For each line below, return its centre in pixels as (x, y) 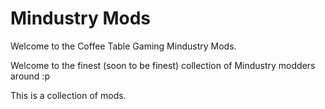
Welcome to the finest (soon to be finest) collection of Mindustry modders (163, 65)
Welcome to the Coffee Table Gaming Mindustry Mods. (123, 46)
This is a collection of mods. (68, 95)
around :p (30, 76)
